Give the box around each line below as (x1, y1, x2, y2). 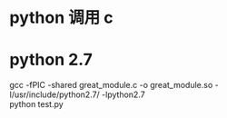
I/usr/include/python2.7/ (9, 89, 100, 100)
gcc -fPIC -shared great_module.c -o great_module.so (9, 80, 213, 91)
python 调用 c (9, 7, 113, 28)
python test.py (9, 99, 64, 110)
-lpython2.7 (101, 89, 145, 100)
